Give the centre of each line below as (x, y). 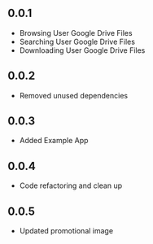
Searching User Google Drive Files (77, 41)
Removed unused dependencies (73, 95)
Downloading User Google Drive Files (82, 50)
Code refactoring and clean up (71, 185)
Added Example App (54, 141)
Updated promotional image (66, 231)
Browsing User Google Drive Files (76, 33)
